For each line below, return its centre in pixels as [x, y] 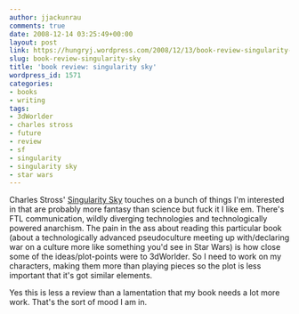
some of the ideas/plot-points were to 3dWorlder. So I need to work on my [145, 257]
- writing [28, 100]
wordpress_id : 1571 [45, 76]
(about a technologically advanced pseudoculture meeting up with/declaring [149, 238]
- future [25, 133]
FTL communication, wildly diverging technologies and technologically [138, 219]
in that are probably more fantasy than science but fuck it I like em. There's [147, 209]
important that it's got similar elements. [81, 276]
